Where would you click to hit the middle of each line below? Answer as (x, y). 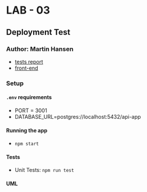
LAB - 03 (28, 10)
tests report (29, 61)
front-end (26, 68)
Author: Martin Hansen (40, 49)
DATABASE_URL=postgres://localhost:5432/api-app (78, 117)
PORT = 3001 (31, 110)
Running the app (27, 130)
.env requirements (29, 97)
